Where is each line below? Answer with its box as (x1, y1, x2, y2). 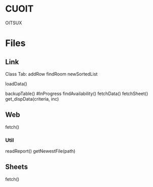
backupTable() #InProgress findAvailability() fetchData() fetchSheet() (5, 90, 148, 97)
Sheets (5, 163, 28, 171)
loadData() (5, 80, 28, 86)
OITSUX (5, 20, 22, 26)
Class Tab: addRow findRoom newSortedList (5, 71, 98, 77)
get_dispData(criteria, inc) (5, 96, 59, 102)
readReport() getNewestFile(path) (5, 148, 76, 154)
